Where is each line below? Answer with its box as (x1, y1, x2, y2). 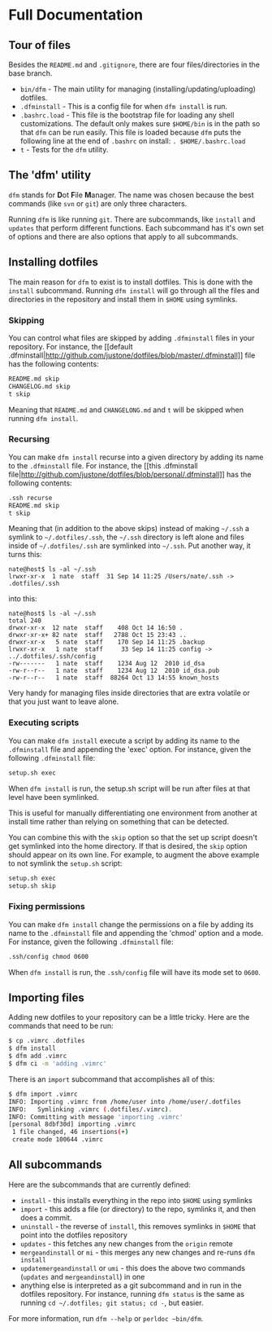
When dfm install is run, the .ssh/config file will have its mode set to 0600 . (8, 967, 261, 977)
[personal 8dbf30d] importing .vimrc (8, 1120, 136, 1129)
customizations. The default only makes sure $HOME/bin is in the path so (19, 119, 261, 128)
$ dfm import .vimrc (8, 1090, 79, 1098)
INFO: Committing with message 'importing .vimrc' (8, 1113, 183, 1121)
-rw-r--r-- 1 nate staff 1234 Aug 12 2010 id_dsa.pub (8, 666, 220, 675)
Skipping (8, 314, 45, 326)
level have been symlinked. (8, 792, 99, 802)
